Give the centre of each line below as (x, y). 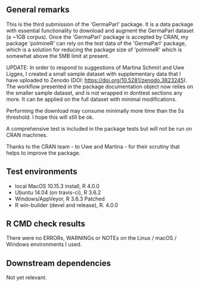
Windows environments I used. (44, 245)
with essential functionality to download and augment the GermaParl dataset (100, 30)
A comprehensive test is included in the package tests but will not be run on (99, 128)
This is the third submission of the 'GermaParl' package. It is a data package (100, 24)
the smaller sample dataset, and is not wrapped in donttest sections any (94, 92)
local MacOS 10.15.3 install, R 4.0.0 (57, 186)
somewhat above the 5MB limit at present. (58, 55)
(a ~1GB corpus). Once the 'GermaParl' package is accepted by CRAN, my (97, 37)
